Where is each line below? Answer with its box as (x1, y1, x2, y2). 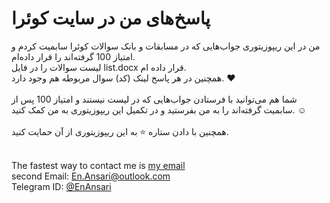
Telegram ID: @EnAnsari (11, 180, 112, 192)
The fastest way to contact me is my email (11, 159, 186, 171)
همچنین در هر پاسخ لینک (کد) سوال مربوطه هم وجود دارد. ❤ (11, 72, 236, 84)
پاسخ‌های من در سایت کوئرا (11, 7, 211, 30)
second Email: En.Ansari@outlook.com (11, 170, 171, 182)
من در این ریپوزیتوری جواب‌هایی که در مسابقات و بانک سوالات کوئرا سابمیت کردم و (11, 40, 321, 52)
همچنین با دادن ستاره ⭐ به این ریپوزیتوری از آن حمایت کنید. (11, 125, 229, 137)
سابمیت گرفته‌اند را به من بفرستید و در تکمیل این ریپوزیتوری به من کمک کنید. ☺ (11, 103, 307, 116)
